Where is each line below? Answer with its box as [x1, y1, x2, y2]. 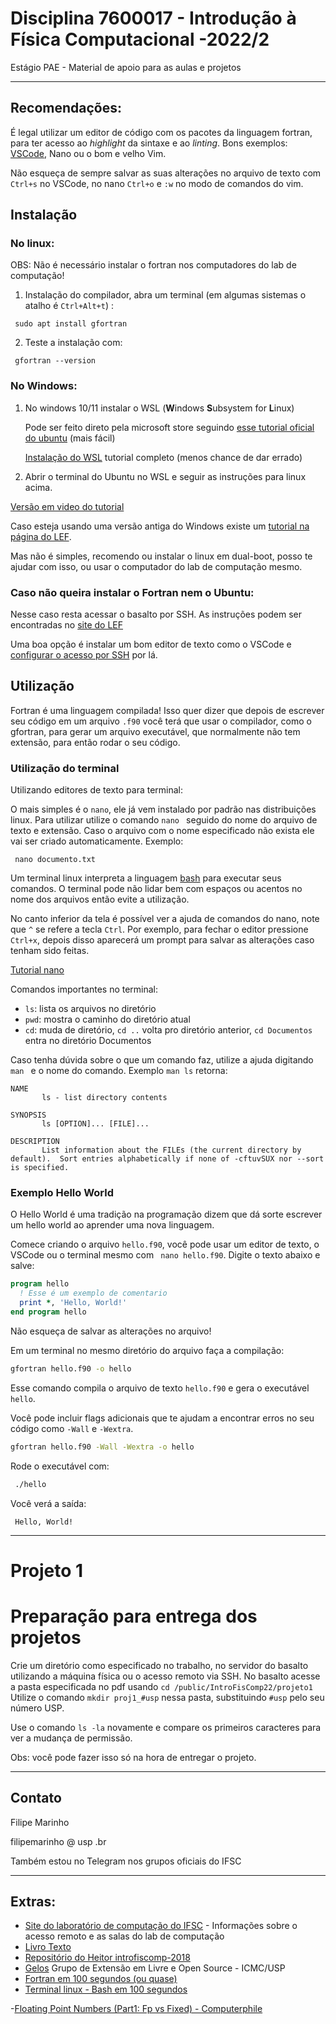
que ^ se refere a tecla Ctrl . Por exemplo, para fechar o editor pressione [10, 923, 309, 936]
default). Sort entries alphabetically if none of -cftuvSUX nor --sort [10, 1154, 325, 1164]
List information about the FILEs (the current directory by [41, 1145, 302, 1156]
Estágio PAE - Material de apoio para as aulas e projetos [10, 61, 242, 73]
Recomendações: [10, 100, 122, 117]
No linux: [10, 237, 55, 251]
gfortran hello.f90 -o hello [10, 1363, 132, 1374]
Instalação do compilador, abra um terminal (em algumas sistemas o [24, 289, 307, 301]
